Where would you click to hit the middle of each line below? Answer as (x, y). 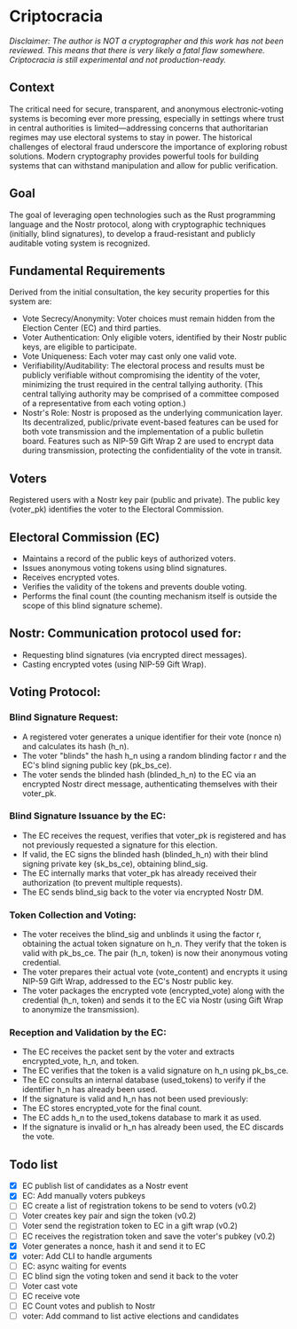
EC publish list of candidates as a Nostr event (105, 1186)
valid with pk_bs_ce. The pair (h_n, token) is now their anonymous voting (155, 953)
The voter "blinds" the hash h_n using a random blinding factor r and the (154, 755)
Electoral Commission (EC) (85, 537)
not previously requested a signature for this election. (120, 845)
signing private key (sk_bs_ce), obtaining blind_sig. (115, 864)
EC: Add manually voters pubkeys (84, 1196)
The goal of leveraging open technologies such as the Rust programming (143, 215)
